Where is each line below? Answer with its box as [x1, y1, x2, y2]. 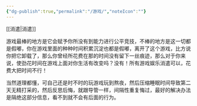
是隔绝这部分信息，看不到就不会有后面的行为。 [6, 94, 119, 101]
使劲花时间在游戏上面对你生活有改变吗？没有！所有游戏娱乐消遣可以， [16, 59, 186, 66]
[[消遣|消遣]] [6, 25, 36, 32]
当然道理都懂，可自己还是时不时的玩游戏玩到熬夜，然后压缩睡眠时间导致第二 [6, 79, 191, 86]
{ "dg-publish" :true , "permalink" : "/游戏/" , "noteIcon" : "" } [6, 8, 147, 15]
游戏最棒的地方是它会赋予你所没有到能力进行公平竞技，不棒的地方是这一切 [6, 37, 186, 44]
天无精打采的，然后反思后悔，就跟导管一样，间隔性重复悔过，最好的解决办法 [6, 86, 191, 93]
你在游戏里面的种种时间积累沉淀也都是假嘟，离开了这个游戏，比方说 [26, 45, 191, 52]
